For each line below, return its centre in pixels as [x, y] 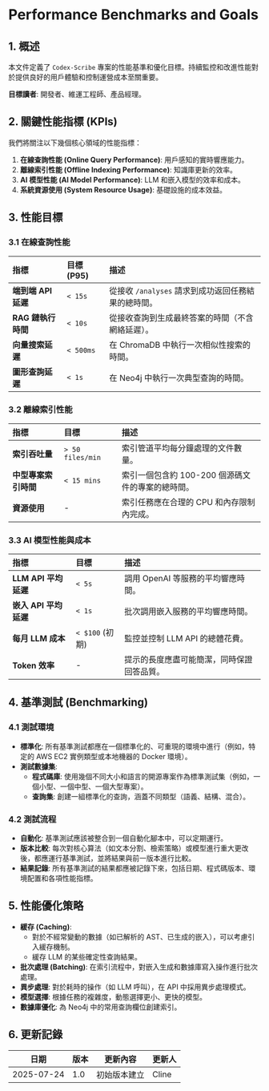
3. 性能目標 [36, 218]
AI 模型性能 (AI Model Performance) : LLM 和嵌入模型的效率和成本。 [132, 180]
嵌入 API [28, 605]
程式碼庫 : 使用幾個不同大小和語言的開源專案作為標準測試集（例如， [143, 776]
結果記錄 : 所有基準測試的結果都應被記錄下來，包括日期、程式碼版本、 [134, 868]
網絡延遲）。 [131, 329]
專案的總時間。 [166, 487]
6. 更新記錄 [36, 1034]
